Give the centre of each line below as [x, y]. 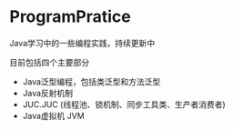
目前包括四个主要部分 [49, 62]
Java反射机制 [48, 93]
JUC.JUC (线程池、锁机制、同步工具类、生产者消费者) [124, 104]
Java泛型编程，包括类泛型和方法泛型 [92, 81]
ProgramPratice [70, 17]
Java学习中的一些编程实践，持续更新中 [82, 43]
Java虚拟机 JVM [53, 115]
